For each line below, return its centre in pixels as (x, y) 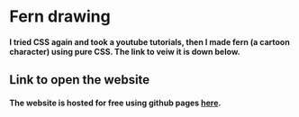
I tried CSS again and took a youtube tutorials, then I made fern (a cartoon (149, 41)
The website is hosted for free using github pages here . (115, 103)
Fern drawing (60, 17)
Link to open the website (80, 80)
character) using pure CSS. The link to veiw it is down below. (125, 51)
